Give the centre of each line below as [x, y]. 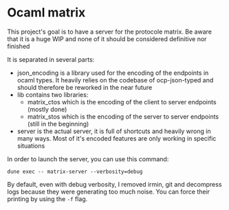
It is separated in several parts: [51, 59]
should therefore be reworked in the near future [85, 87]
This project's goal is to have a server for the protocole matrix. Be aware [109, 32]
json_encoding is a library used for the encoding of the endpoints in [113, 73]
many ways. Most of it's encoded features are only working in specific [117, 138]
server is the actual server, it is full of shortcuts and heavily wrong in [114, 131]
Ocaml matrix [46, 13]
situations [31, 145]
